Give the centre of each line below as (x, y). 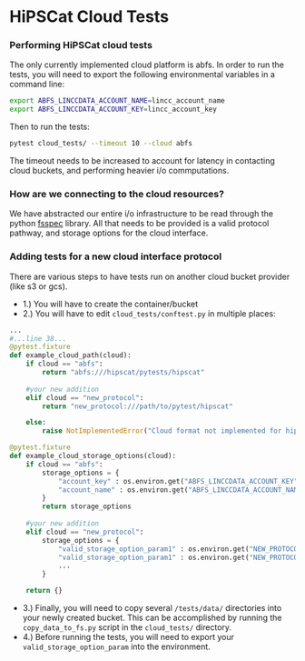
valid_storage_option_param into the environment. (116, 646)
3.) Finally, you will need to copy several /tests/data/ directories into (152, 608)
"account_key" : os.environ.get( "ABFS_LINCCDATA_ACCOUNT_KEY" (178, 481)
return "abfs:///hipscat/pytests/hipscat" (123, 373)
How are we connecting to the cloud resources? (117, 195)
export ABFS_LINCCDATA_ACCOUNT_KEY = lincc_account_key (113, 110)
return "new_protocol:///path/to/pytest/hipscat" (138, 406)
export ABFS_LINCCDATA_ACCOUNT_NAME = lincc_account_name (117, 101)
